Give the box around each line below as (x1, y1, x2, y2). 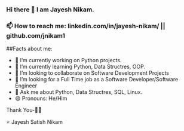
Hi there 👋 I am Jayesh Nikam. (6, 5, 94, 14)
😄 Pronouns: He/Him (14, 95, 68, 102)
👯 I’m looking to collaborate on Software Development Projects (14, 69, 169, 77)
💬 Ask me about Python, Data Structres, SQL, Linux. (14, 89, 142, 96)
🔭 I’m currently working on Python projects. (14, 57, 122, 64)
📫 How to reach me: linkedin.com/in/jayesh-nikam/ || (6, 22, 165, 30)
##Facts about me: (6, 45, 53, 53)
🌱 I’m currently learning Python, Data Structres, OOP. (14, 63, 145, 71)
